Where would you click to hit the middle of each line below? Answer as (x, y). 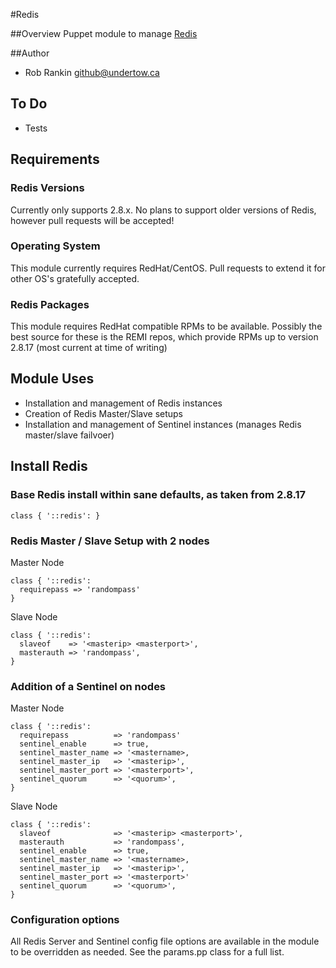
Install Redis (49, 466)
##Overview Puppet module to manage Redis (104, 33)
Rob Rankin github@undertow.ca (92, 72)
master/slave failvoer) (69, 435)
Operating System (55, 246)
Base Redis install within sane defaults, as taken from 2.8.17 (158, 495)
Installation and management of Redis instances (123, 403)
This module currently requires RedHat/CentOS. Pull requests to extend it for (168, 268)
